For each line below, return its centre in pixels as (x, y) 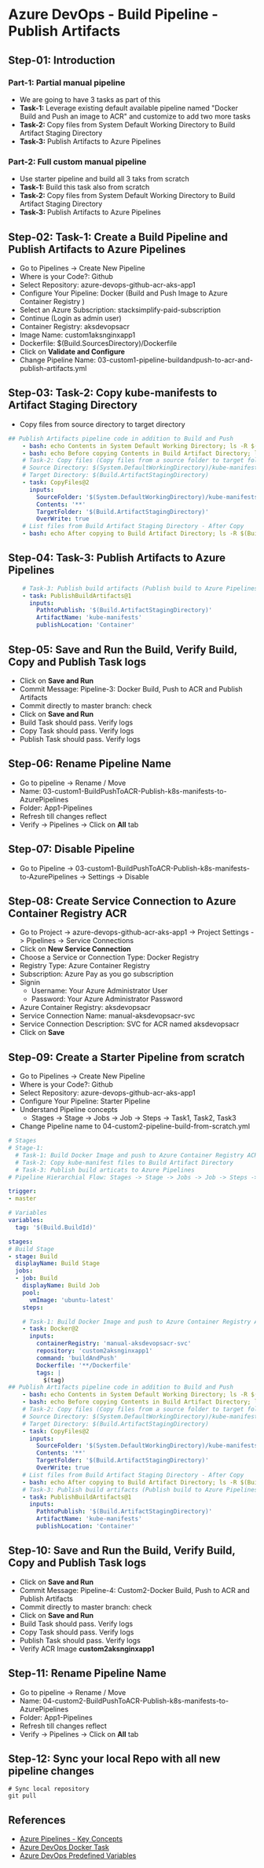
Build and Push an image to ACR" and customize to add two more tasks (135, 116)
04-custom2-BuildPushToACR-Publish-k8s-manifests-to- (136, 1701)
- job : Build (37, 1279)
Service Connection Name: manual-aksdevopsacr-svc (107, 1016)
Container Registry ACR (68, 913)
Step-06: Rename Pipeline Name (90, 764)
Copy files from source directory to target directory (103, 424)
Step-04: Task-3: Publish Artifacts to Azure (117, 558)
